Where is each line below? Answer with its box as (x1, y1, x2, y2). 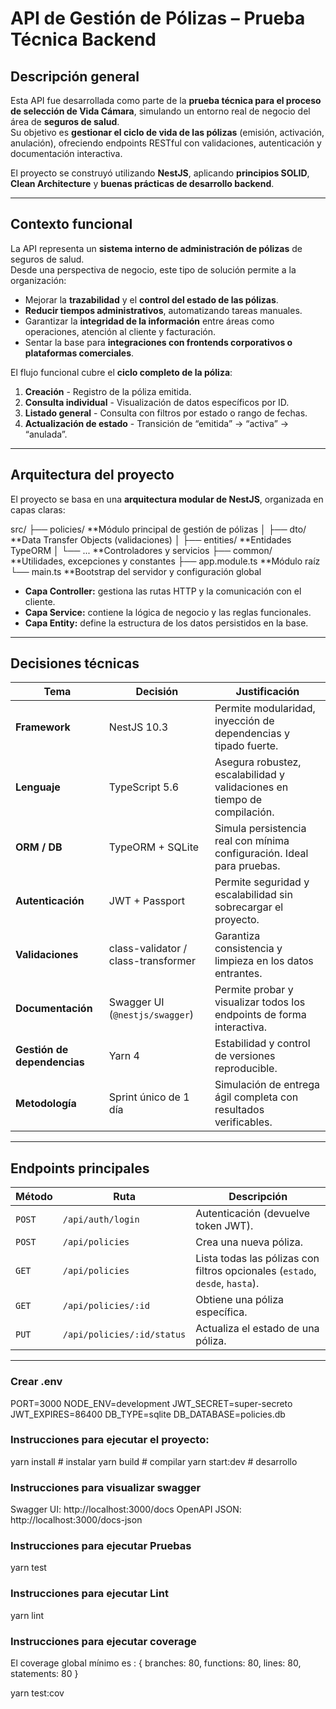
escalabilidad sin (214, 888, 293, 902)
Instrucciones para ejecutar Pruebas (10, 1539, 192, 1553)
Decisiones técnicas (10, 655, 140, 672)
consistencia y (214, 942, 283, 956)
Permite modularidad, (214, 702, 316, 716)
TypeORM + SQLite (108, 840, 200, 854)
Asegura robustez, (214, 755, 302, 769)
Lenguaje (15, 780, 61, 794)
